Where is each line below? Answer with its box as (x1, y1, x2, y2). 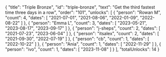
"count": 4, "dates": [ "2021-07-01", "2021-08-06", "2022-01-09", (5, 15, 139, 20)
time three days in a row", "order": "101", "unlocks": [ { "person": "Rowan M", (5, 9, 162, 15)
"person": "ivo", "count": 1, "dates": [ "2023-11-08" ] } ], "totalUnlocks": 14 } (5, 47, 160, 52)
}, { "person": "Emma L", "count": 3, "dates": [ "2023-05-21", (24, 20, 147, 26)
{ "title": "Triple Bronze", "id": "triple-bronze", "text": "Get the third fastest (5, 4, 155, 10)
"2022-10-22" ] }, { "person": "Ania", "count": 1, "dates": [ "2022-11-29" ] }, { (5, 41, 162, 47)
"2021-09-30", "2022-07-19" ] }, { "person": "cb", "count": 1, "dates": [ (5, 36, 150, 42)
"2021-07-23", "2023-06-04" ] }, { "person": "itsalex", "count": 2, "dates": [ (5, 31, 160, 36)
